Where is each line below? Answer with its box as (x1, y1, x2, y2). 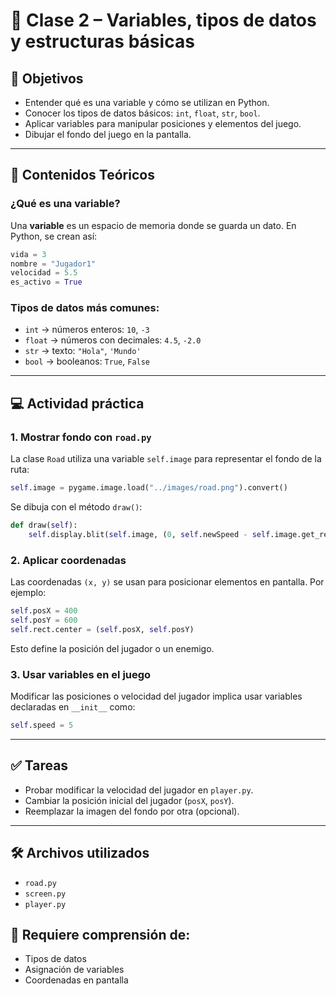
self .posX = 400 (10, 606, 78, 616)
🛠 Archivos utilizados (10, 845, 150, 862)
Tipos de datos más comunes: (10, 301, 160, 315)
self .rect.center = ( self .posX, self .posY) (10, 624, 195, 634)
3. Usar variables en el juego (10, 667, 152, 681)
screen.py (24, 889, 67, 899)
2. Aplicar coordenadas (10, 553, 127, 567)
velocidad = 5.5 (10, 268, 78, 278)
